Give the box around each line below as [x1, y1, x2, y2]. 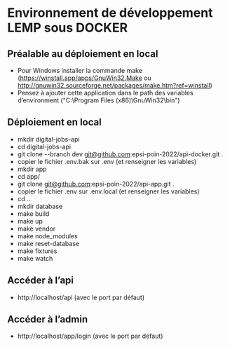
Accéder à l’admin [7, 313, 88, 325]
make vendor [17, 224, 56, 233]
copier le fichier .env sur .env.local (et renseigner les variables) [17, 187, 200, 196]
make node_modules [17, 231, 79, 240]
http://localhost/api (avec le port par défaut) [17, 293, 145, 301]
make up [17, 217, 43, 225]
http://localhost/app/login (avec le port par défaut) [17, 332, 163, 341]
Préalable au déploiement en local [7, 48, 158, 60]
